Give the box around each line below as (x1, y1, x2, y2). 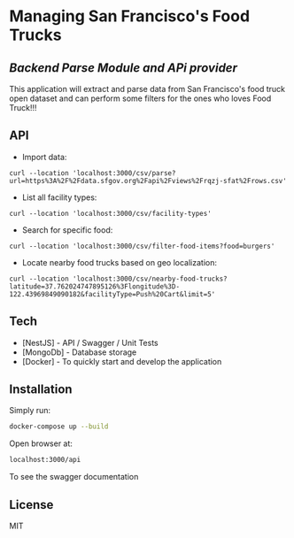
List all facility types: (21, 192, 97, 203)
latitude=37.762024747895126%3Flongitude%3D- (9, 281, 180, 291)
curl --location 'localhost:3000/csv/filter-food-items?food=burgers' (9, 242, 275, 250)
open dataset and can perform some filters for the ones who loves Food (9, 93, 272, 104)
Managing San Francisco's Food (9, 6, 251, 27)
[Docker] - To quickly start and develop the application (21, 356, 222, 366)
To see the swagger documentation (9, 472, 139, 482)
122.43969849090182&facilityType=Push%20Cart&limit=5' (9, 289, 216, 298)
